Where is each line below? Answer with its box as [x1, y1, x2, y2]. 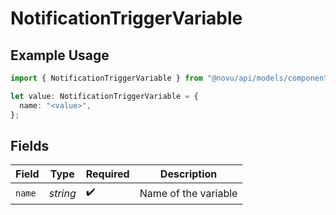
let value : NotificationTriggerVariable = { [10, 91, 199, 101]
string [48, 186, 77, 200]
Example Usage [10, 47, 110, 64]
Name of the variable [139, 186, 238, 200]
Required [85, 167, 130, 181]
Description [159, 167, 218, 181]
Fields [10, 137, 50, 154]
